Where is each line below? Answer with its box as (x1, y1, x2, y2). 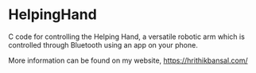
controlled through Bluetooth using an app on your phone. (8, 40, 199, 49)
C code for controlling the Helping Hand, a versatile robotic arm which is (8, 32, 245, 41)
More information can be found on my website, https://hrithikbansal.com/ (8, 56, 248, 65)
